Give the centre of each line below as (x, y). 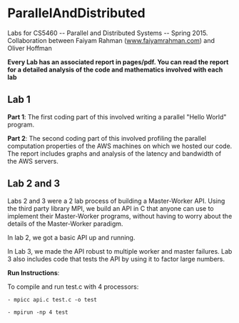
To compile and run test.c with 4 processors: (73, 287)
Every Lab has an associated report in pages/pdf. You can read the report (118, 61)
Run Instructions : (34, 272)
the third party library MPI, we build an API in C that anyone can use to (111, 208)
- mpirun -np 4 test (38, 312)
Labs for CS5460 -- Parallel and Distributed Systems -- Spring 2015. (108, 33)
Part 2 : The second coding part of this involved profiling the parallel (107, 138)
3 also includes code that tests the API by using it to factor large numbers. (116, 259)
